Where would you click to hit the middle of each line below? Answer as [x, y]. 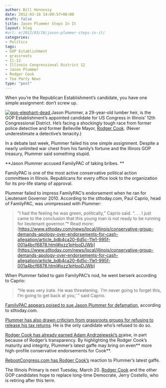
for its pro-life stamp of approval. [39, 183]
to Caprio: [15, 280]
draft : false [19, 19]
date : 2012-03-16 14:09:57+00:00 [40, 14]
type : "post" [19, 83]
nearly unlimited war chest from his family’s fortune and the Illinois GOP [78, 148]
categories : [17, 38]
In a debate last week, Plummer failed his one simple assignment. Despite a [82, 143]
